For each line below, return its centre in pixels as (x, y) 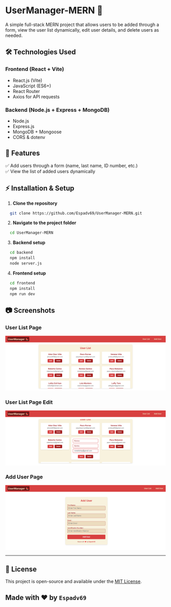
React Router (26, 91)
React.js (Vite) (27, 80)
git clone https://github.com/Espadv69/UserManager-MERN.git (76, 213)
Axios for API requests (36, 96)
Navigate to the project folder (44, 223)
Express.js (23, 126)
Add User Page (24, 477)
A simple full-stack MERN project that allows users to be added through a (82, 25)
